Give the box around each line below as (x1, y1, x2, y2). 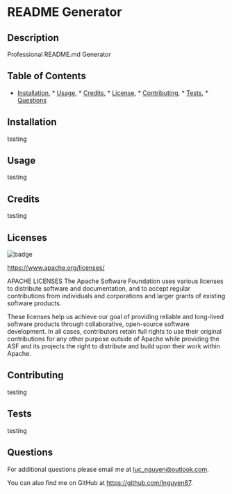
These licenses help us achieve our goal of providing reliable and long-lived (7, 313, 224, 321)
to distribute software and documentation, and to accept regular (7, 284, 191, 293)
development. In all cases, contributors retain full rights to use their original (7, 327, 222, 336)
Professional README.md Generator (7, 50, 111, 58)
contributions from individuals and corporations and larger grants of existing (7, 292, 226, 300)
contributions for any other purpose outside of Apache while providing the (7, 334, 220, 343)
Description (7, 32, 59, 44)
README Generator (7, 4, 122, 20)
